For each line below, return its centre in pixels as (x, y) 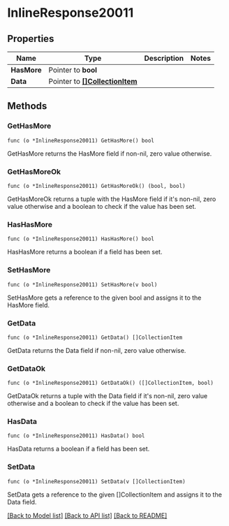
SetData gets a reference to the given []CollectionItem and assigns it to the (114, 495)
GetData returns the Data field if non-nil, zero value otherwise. (97, 350)
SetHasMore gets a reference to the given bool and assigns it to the (104, 298)
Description (164, 58)
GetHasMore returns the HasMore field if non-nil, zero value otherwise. (110, 153)
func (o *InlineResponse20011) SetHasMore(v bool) (82, 284)
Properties (31, 39)
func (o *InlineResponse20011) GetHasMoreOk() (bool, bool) (97, 186)
